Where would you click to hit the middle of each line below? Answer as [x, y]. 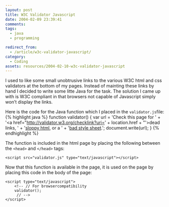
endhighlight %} [22, 133]
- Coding [19, 61]
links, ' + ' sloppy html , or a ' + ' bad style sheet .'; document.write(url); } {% [82, 128]
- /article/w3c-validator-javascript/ [51, 52]
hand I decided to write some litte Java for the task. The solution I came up [83, 91]
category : [16, 57]
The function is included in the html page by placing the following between [83, 143]
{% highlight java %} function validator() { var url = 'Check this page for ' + [83, 117]
